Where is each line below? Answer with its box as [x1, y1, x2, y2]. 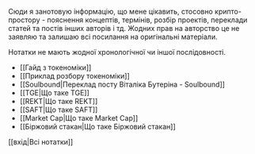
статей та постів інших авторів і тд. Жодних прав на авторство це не [8, 24, 240, 33]
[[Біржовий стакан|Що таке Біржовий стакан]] [19, 122, 176, 131]
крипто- [215, 7, 242, 16]
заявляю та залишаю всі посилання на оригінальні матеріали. [8, 32, 218, 41]
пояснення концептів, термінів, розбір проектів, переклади [47, 15, 248, 25]
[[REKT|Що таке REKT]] [19, 97, 98, 106]
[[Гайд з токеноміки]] [19, 63, 92, 72]
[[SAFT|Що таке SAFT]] [19, 105, 98, 114]
